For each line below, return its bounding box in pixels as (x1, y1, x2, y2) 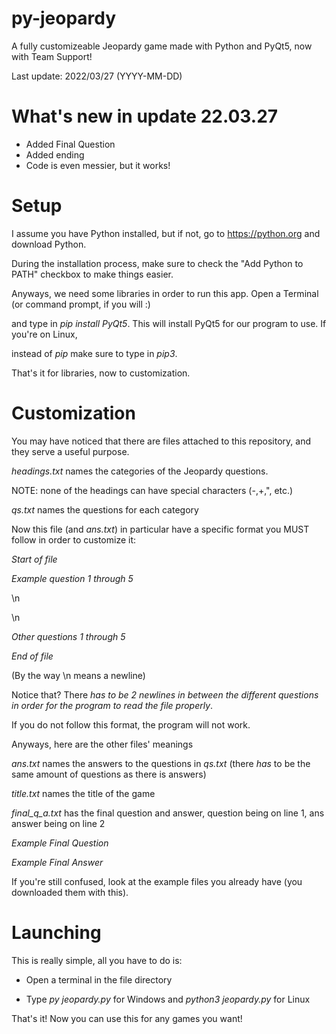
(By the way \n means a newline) (11, 669, 146, 681)
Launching (11, 921, 102, 944)
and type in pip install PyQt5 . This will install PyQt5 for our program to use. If (11, 317, 327, 329)
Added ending (25, 148, 85, 161)
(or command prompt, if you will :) (11, 298, 151, 310)
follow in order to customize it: (11, 533, 137, 546)
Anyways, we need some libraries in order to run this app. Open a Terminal (11, 287, 319, 299)
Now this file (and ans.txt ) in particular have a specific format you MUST (11, 523, 310, 535)
